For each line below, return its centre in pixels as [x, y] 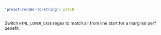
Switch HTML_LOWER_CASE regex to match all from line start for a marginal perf [80, 23]
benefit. [12, 28]
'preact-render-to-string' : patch [40, 9]
